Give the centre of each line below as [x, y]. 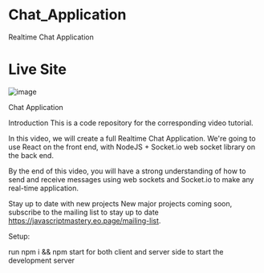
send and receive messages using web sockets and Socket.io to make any [131, 179]
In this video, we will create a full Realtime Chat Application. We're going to [132, 138]
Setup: [19, 236]
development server [41, 260]
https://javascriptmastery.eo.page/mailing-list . [85, 220]
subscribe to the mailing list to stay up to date [83, 212]
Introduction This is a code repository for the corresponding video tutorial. [131, 123]
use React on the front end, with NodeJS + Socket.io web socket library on [132, 147]
